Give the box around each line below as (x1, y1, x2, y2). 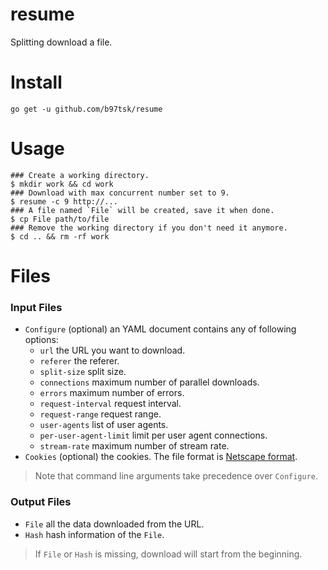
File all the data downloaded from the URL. (24, 518, 205, 530)
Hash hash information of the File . (24, 528, 165, 540)
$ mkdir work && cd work (10, 179, 114, 189)
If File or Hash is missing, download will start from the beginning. (34, 548, 303, 560)
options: (24, 334, 59, 346)
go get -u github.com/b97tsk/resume (10, 104, 163, 114)
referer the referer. (39, 355, 120, 367)
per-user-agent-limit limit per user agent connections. (39, 429, 268, 442)
